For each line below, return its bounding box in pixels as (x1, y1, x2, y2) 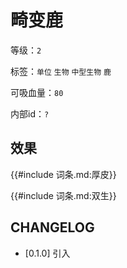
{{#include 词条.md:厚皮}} (10, 168, 117, 180)
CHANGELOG (10, 219, 95, 236)
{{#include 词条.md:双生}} (10, 189, 117, 201)
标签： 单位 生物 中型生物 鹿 (10, 65, 112, 77)
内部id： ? (10, 107, 50, 120)
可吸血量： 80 (10, 86, 64, 98)
